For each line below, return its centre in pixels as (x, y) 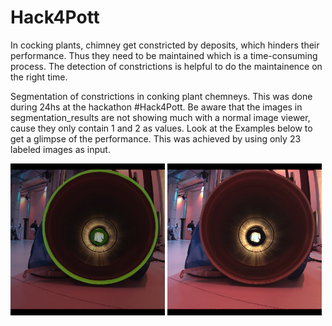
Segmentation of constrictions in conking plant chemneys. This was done (161, 96)
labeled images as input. (60, 149)
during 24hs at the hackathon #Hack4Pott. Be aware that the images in (156, 107)
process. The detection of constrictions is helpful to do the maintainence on (166, 66)
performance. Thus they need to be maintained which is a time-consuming (164, 55)
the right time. (39, 77)
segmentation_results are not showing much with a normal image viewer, (160, 117)
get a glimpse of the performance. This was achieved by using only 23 (156, 138)
